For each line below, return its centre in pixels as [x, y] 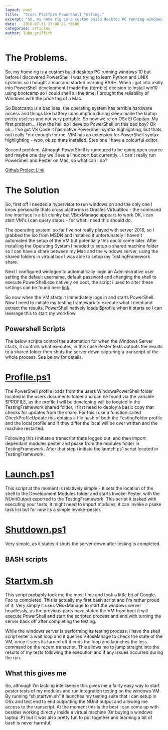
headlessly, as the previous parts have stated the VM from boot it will [76, 611]
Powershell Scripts [35, 329]
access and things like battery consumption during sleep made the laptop [81, 113]
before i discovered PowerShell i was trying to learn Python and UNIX [77, 77]
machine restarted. [25, 428]
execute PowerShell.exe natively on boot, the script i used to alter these [79, 282]
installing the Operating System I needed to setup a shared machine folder [82, 246]
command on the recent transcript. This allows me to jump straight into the [82, 647]
